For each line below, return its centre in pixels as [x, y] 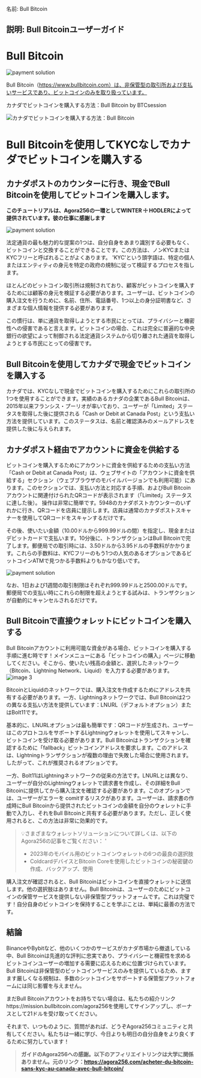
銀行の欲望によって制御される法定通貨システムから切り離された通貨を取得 [98, 336]
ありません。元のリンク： [52, 1062]
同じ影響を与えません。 [56, 985]
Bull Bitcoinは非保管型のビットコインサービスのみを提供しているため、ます [99, 970]
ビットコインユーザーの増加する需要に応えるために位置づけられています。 [98, 963]
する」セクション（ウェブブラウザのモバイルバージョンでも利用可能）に [100, 480]
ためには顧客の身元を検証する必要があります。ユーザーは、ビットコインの [103, 293]
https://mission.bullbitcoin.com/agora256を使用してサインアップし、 [91, 1006]
